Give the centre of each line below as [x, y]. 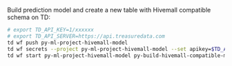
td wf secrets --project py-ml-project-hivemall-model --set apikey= [109, 49]
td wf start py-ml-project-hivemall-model [69, 55]
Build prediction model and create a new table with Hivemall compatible [109, 10]
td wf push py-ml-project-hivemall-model [68, 43]
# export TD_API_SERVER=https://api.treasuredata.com [86, 36]
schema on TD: [29, 17]
